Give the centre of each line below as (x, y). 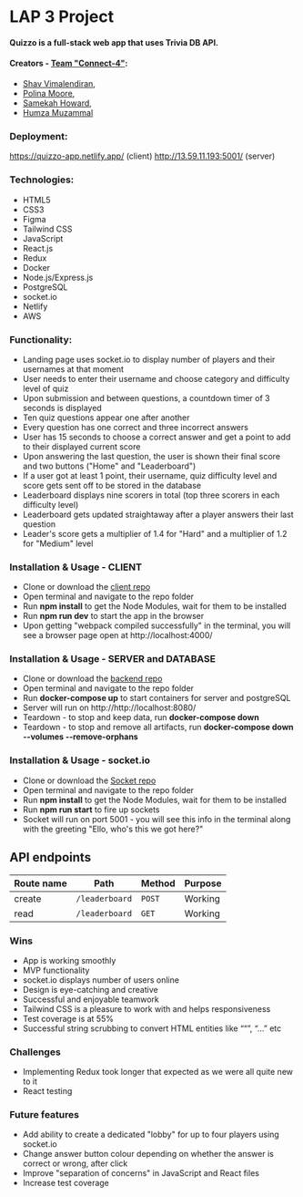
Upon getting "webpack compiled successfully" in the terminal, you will (157, 625)
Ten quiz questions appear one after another (106, 418)
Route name (40, 883)
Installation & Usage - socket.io (80, 760)
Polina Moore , (49, 93)
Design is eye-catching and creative (90, 989)
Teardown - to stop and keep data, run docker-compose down (141, 717)
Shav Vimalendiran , (59, 83)
